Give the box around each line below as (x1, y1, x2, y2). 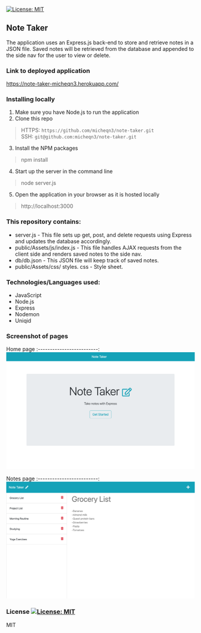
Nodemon (14, 311, 40, 317)
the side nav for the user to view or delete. (6, 52, 111, 59)
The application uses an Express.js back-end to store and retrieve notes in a (6, 39, 194, 46)
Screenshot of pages (6, 332, 69, 340)
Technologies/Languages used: (6, 278, 100, 286)
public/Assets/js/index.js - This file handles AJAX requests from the (14, 244, 182, 251)
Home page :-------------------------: (6, 346, 100, 353)
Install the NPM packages (14, 144, 78, 152)
